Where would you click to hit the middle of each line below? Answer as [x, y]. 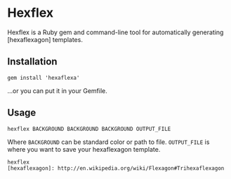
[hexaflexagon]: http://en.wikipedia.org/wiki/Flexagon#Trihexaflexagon [116, 168]
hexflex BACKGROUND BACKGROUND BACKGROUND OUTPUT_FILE [89, 129]
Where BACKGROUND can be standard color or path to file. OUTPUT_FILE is [108, 142]
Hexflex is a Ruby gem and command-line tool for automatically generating [115, 32]
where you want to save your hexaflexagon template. [84, 149]
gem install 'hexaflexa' [44, 78]
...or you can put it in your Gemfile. [57, 91]
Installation [32, 62]
